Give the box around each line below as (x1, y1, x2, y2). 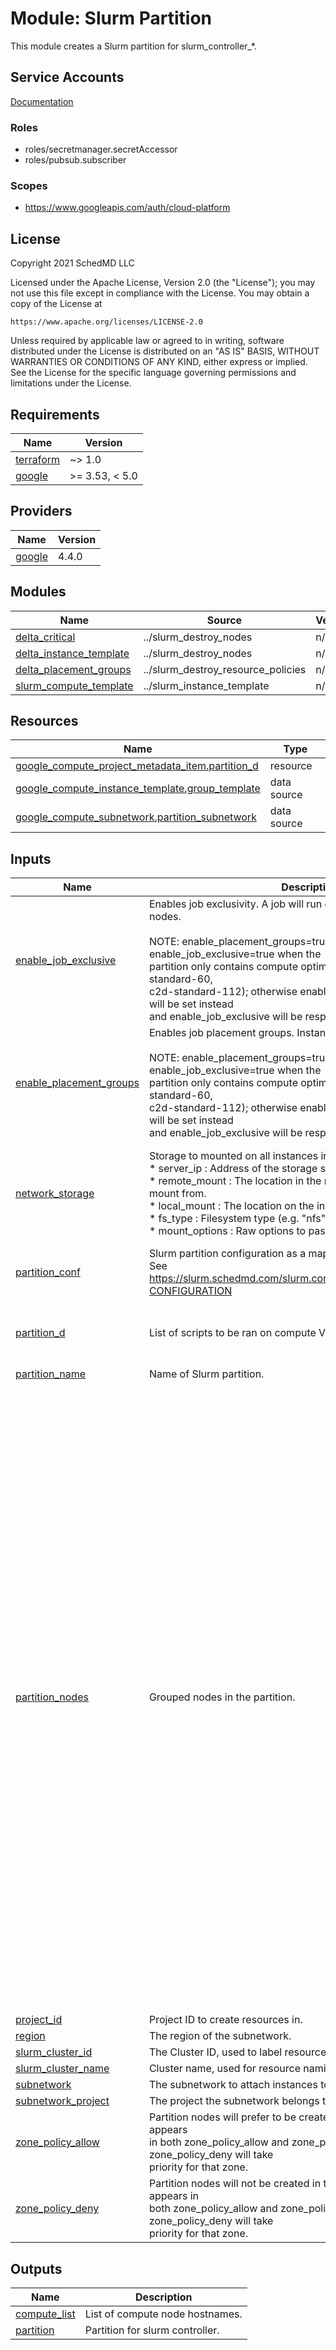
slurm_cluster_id (15, 2045, 93, 2059)
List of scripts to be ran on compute (148, 1325, 317, 1339)
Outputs (10, 2260, 63, 2277)
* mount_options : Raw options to (148, 1223, 307, 1237)
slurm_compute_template (15, 678, 134, 692)
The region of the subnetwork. (148, 2029, 292, 2043)
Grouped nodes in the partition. (148, 1690, 296, 1704)
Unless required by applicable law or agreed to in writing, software (10, 335, 285, 347)
